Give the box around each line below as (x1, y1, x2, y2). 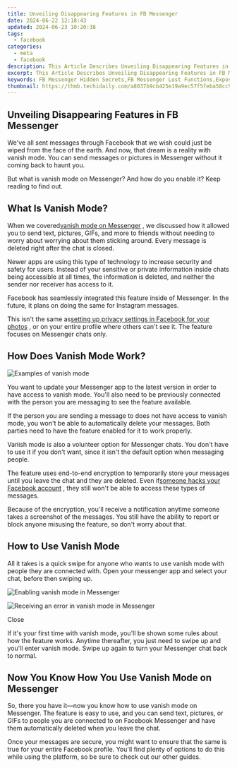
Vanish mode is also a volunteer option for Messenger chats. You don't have (7, 440, 229, 448)
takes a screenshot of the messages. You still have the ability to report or (7, 512, 219, 521)
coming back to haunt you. (7, 161, 85, 169)
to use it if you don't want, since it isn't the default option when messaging (7, 448, 224, 456)
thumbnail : (7, 83, 39, 90)
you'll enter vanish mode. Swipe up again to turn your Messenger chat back (7, 644, 228, 652)
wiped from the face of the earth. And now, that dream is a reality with (7, 146, 212, 155)
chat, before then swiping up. (7, 574, 93, 582)
